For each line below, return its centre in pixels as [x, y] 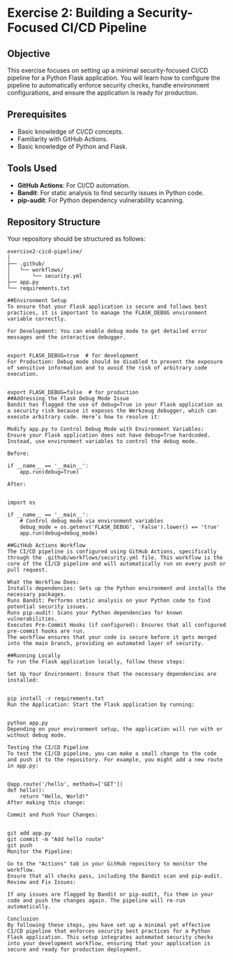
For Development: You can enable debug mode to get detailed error [107, 331]
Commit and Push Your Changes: [53, 815]
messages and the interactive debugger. [67, 337]
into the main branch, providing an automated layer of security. [106, 644]
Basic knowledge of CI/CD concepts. [70, 132]
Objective [29, 54]
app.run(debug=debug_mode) [59, 533]
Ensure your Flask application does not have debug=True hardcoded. [109, 435]
